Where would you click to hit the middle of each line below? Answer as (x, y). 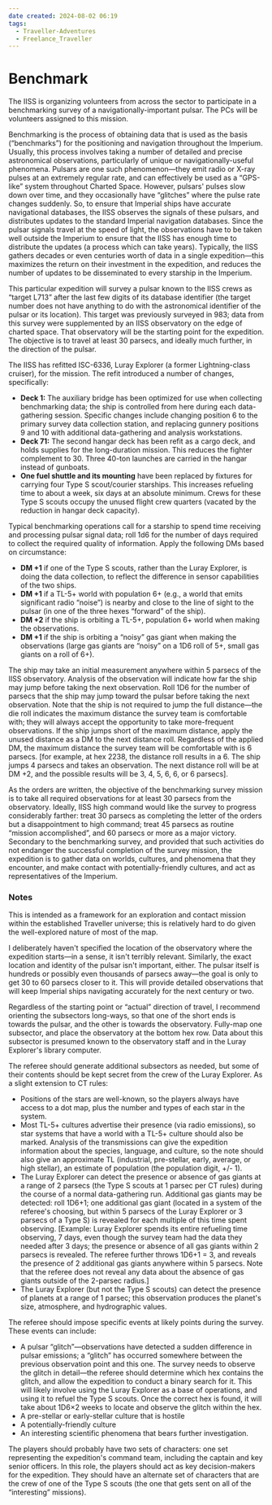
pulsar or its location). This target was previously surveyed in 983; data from (136, 315)
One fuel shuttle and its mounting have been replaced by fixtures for (136, 476)
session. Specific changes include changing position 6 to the (156, 415)
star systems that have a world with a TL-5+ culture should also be (132, 1134)
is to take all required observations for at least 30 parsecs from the (120, 798)
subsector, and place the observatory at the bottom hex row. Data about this (136, 1033)
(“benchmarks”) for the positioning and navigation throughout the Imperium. (136, 143)
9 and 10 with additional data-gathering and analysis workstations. (131, 433)
